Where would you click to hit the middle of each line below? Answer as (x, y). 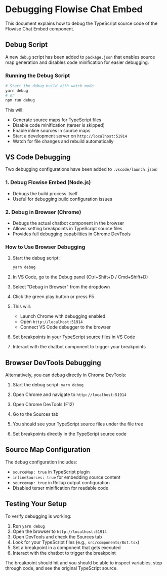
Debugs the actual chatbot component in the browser (68, 223)
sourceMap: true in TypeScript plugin (51, 472)
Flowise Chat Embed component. (40, 28)
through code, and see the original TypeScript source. (61, 568)
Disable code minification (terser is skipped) (59, 125)
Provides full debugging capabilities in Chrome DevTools (71, 234)
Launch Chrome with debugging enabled (63, 316)
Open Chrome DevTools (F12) (43, 404)
